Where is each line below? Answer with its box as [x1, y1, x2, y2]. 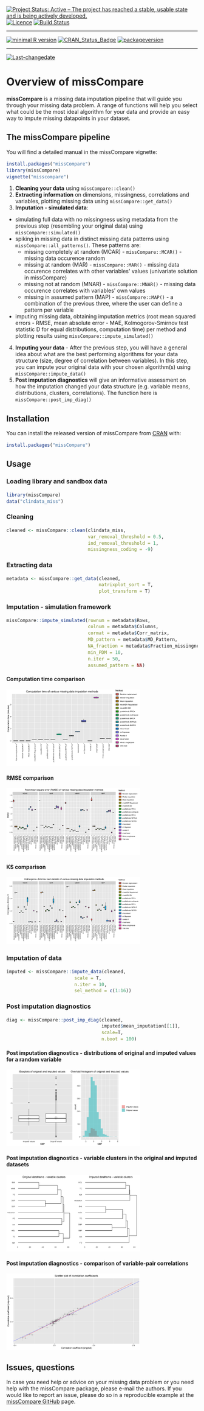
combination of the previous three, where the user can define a [24, 300, 183, 307]
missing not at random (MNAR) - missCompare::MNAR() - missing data [24, 281, 196, 288]
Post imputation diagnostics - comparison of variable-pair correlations [6, 1260, 189, 1267]
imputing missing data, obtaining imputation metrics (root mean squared [15, 313, 196, 320]
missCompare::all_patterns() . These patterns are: [15, 242, 141, 249]
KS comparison [6, 863, 46, 870]
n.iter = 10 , [73, 981, 107, 987]
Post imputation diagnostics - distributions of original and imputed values [6, 1049, 196, 1056]
